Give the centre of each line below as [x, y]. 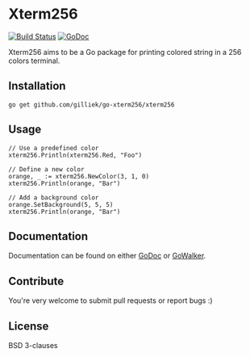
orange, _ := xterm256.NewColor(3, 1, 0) [79, 176]
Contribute [36, 281]
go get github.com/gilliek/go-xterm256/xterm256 [92, 105]
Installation [37, 86]
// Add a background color [54, 197]
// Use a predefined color [54, 148]
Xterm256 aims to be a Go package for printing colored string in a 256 [125, 52]
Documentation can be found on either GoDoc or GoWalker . [107, 256]
